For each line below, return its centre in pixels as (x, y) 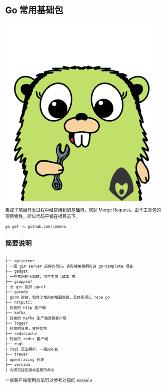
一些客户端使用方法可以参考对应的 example (49, 380)
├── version (18, 365)
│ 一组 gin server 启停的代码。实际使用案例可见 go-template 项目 (69, 266)
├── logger (17, 323)
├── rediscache (21, 333)
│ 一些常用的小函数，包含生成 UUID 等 (40, 277)
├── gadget (17, 271)
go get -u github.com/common (36, 226)
